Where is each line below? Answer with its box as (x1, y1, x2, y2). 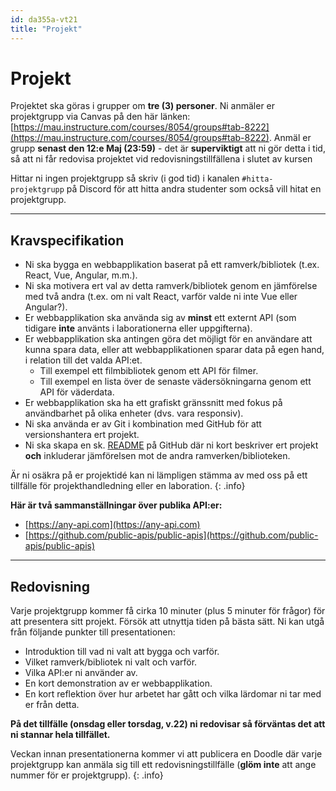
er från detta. (24, 699, 80, 711)
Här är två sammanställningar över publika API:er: (10, 499, 223, 511)
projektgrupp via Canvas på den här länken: (10, 111, 191, 123)
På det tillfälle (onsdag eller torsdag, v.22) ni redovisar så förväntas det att (10, 718, 326, 730)
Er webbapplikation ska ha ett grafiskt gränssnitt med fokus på (24, 397, 283, 409)
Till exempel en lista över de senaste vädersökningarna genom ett (39, 376, 312, 388)
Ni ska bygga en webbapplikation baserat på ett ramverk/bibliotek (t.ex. (24, 259, 320, 271)
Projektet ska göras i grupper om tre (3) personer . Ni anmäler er (10, 100, 276, 112)
